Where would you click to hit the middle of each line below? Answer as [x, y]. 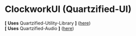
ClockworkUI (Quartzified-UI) [68, 9]
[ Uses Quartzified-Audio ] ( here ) [39, 28]
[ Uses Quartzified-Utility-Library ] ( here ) [48, 23]
